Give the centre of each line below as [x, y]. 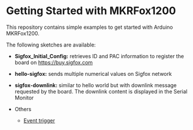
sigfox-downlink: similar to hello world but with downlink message [96, 85]
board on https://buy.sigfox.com [54, 62]
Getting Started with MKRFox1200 [91, 11]
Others [23, 109]
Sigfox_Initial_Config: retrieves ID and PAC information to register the [99, 56]
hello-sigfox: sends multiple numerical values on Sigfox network [93, 74]
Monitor [24, 98]
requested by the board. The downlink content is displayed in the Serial [101, 91]
